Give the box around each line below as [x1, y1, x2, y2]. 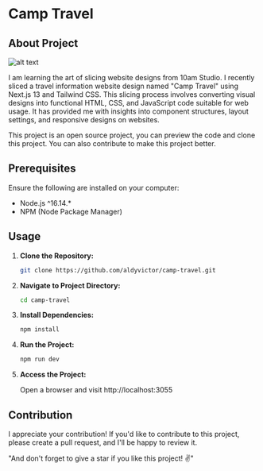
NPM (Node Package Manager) [19, 207, 123, 216]
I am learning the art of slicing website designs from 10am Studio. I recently [8, 73, 255, 82]
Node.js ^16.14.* [19, 198, 72, 207]
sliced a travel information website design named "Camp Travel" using [8, 81, 238, 91]
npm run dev [19, 355, 60, 364]
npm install [19, 326, 60, 334]
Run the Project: [19, 340, 75, 349]
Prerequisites [8, 162, 76, 176]
